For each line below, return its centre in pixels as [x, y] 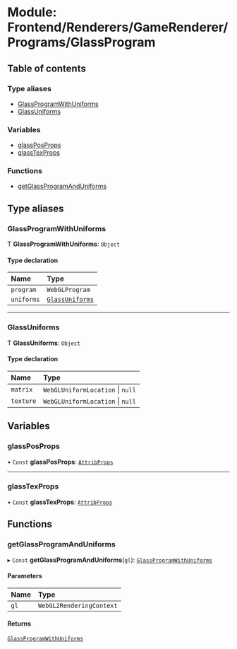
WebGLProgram [68, 290]
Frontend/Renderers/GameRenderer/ [118, 27]
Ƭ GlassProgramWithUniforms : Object [63, 244]
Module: [32, 12]
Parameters [25, 576]
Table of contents [47, 68]
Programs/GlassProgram [81, 42]
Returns [19, 624]
